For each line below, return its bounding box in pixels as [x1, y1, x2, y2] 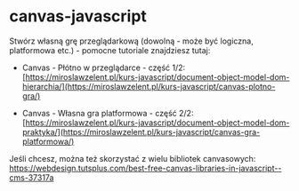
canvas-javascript [9, 6, 147, 27]
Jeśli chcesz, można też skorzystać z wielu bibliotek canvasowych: [9, 153, 256, 163]
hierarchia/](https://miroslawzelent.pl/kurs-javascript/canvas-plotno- [21, 81, 276, 92]
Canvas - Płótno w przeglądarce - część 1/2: [21, 62, 186, 73]
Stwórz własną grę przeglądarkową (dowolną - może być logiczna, [9, 36, 254, 46]
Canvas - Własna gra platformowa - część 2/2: [21, 107, 194, 118]
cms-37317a [9, 171, 54, 183]
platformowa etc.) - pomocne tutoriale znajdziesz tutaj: [9, 44, 211, 55]
